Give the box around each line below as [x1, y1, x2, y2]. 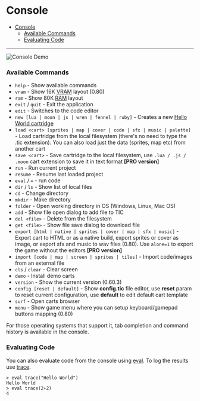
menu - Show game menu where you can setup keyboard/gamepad [14, 304, 178, 311]
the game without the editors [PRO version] [14, 247, 123, 254]
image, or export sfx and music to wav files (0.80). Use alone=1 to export [14, 240, 193, 248]
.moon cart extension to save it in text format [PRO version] [14, 158, 160, 165]
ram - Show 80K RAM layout [14, 94, 83, 102]
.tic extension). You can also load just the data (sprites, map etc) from [14, 139, 186, 146]
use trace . [6, 363, 31, 371]
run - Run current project [14, 164, 76, 172]
